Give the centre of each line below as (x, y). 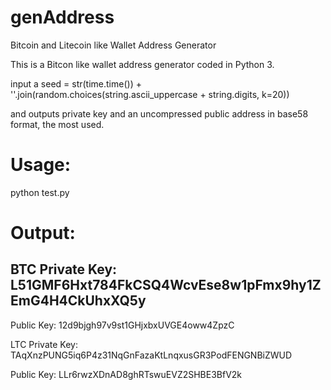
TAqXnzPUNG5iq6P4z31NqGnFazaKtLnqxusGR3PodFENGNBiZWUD (151, 355)
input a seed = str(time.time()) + (76, 83)
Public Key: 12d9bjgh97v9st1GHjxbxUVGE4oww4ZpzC (122, 325)
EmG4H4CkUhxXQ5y (78, 301)
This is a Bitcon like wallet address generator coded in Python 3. (142, 64)
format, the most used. (57, 124)
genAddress (62, 17)
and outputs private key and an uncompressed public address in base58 (159, 113)
